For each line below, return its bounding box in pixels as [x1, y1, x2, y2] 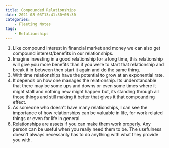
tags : [5, 26, 17, 32]
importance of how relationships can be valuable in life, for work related [12, 110, 163, 116]
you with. [12, 137, 32, 143]
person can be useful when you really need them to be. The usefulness [12, 126, 162, 132]
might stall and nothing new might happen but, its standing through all [12, 88, 159, 94]
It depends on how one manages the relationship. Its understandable [12, 77, 157, 83]
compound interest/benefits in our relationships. [12, 50, 114, 56]
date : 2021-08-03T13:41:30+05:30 [5, 12, 76, 17]
